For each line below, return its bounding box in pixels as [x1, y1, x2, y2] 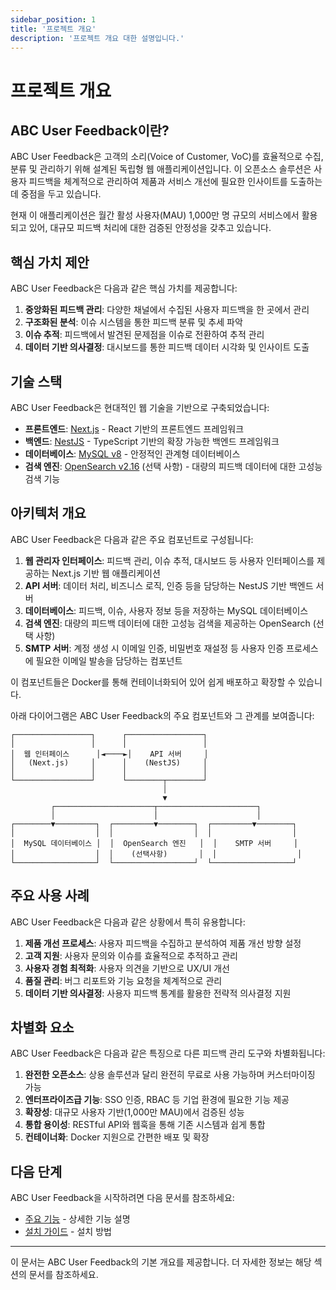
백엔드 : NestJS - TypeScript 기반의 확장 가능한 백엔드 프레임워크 [24, 436, 280, 447]
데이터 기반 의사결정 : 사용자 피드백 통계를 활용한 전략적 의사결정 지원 [24, 987, 292, 999]
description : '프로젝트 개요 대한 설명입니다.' [10, 33, 185, 43]
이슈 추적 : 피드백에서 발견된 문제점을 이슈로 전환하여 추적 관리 [24, 329, 265, 341]
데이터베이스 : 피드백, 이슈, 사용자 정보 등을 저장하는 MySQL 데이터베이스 [24, 604, 309, 616]
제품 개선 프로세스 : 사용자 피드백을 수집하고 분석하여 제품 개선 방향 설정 [24, 937, 302, 949]
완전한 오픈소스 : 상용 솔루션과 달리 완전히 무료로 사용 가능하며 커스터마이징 [24, 1069, 316, 1081]
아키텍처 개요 [10, 505, 87, 522]
